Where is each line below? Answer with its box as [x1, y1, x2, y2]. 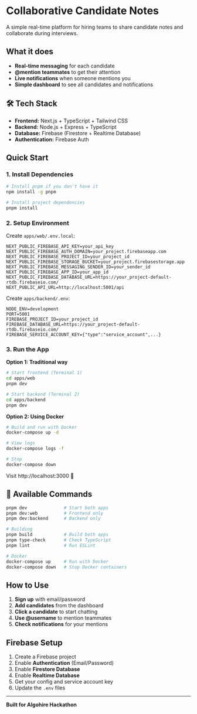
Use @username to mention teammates [14, 614, 112, 621]
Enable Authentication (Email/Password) [14, 660, 114, 667]
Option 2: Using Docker [6, 413, 64, 420]
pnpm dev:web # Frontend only [6, 510, 104, 516]
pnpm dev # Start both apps [6, 505, 109, 511]
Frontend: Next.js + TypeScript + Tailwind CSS [14, 117, 128, 124]
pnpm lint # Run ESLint [6, 542, 96, 548]
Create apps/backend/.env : [6, 295, 70, 302]
